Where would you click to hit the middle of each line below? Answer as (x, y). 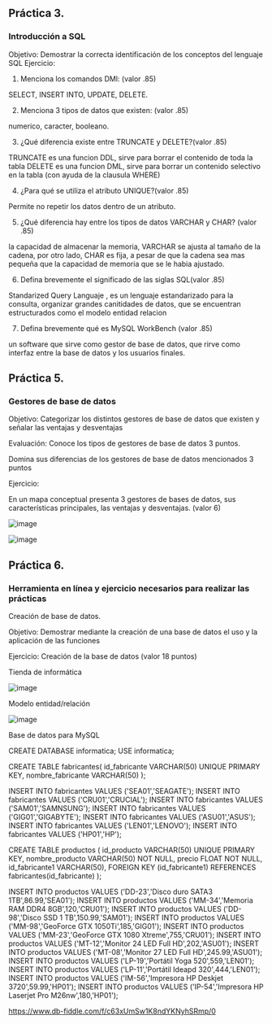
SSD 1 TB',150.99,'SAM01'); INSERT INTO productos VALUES (144, 917)
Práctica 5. (37, 379)
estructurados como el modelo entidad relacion (88, 312)
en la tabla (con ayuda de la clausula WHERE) (84, 175)
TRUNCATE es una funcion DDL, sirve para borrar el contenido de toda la (131, 157)
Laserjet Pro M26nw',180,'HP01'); (63, 996)
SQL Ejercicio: (32, 63)
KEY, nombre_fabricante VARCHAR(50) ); (77, 775)
